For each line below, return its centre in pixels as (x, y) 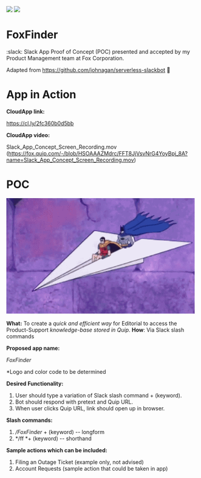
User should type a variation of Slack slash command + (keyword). (98, 395)
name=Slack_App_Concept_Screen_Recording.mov (70, 160)
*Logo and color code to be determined (56, 371)
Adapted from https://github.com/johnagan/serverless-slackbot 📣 (88, 70)
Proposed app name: (33, 348)
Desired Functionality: (35, 383)
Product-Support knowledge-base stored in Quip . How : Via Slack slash (95, 330)
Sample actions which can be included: (57, 450)
